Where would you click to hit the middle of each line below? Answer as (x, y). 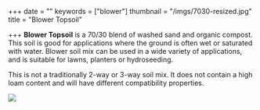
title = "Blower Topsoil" (45, 20)
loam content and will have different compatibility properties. (106, 83)
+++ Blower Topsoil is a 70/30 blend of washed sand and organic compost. (130, 35)
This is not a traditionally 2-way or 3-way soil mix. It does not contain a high (130, 75)
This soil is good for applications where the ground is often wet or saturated (130, 43)
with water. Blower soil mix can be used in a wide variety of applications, (125, 51)
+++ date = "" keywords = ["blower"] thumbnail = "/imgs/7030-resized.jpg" (130, 11)
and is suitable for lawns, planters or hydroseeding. (91, 59)
